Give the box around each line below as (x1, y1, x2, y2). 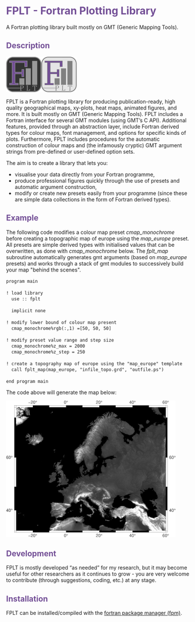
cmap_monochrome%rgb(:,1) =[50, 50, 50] (11, 325, 112, 331)
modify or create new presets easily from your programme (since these (14, 190, 188, 197)
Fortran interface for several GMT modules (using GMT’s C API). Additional (6, 117, 187, 124)
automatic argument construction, (14, 183, 97, 190)
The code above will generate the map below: (6, 389, 117, 396)
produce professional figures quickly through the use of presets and (14, 177, 180, 184)
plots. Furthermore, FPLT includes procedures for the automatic (6, 135, 160, 143)
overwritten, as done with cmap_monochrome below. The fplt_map (6, 247, 169, 254)
